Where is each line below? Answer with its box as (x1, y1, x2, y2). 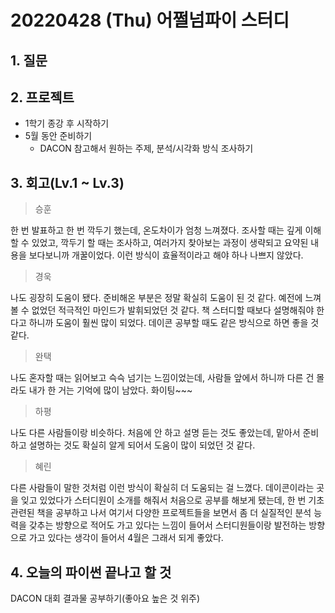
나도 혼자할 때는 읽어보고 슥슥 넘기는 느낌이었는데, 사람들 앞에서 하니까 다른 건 (10, 372, 315, 384)
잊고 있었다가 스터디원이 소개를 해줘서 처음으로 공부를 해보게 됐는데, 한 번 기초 (20, 494, 325, 506)
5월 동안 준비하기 (24, 130, 93, 142)
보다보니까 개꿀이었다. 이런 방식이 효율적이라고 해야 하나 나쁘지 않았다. (28, 249, 304, 261)
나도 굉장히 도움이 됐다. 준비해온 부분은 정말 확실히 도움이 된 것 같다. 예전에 (10, 292, 303, 304)
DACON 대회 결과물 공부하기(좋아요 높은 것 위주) (10, 592, 201, 605)
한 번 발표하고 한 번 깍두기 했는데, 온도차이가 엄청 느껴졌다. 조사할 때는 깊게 (10, 224, 303, 236)
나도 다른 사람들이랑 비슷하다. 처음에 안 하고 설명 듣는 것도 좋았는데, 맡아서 (10, 427, 301, 439)
